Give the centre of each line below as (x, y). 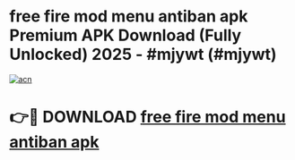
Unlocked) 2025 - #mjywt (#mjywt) (143, 55)
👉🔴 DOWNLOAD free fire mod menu (147, 117)
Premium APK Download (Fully (126, 35)
